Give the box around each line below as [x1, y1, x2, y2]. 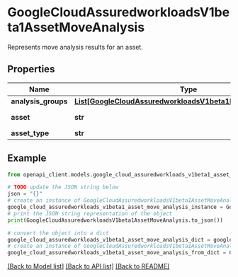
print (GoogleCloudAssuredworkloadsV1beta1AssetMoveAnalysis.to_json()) [7, 217, 223, 224]
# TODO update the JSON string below [7, 183, 119, 191]
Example [7, 152, 47, 164]
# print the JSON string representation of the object [7, 210, 173, 217]
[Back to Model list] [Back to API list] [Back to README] [7, 262, 170, 271]
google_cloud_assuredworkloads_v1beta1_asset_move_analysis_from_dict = [7, 249, 227, 256]
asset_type [11, 128, 50, 138]
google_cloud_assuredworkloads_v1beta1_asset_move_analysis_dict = [7, 236, 211, 243]
